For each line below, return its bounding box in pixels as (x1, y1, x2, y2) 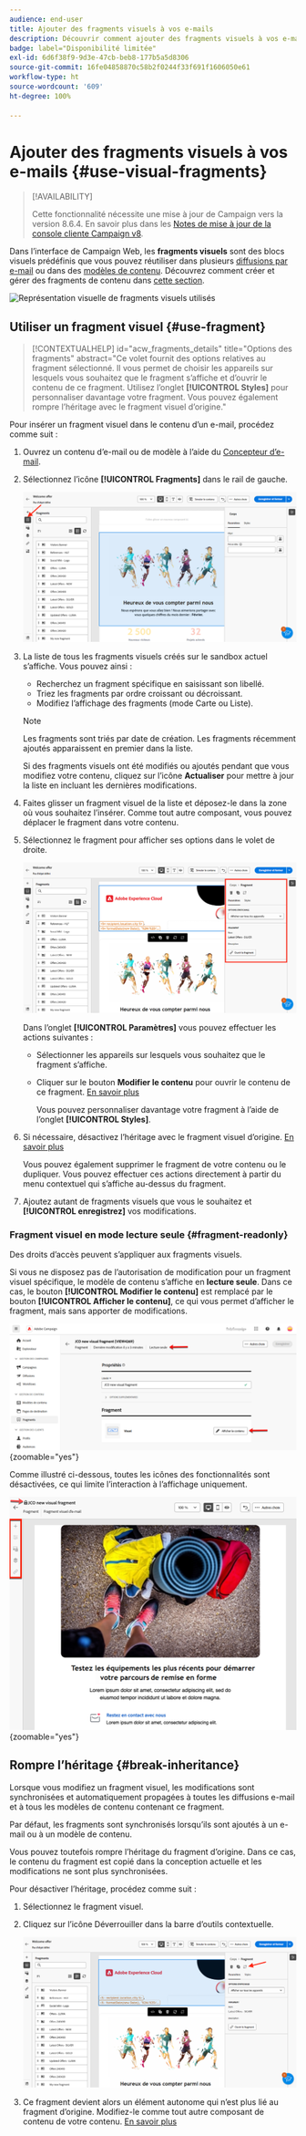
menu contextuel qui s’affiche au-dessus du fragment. (22, 1177, 226, 1189)
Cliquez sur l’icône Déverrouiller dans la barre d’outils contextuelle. (22, 1918, 274, 1929)
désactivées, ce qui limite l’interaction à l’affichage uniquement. (9, 1478, 248, 1489)
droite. (22, 844, 47, 855)
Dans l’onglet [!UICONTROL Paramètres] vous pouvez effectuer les (22, 1021, 277, 1032)
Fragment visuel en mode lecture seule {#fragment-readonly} (9, 1228, 289, 1240)
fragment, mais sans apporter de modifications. (9, 1305, 189, 1317)
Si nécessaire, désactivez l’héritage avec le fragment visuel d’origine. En (22, 1131, 294, 1142)
